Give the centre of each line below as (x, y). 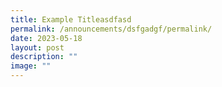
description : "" (44, 57)
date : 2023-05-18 (46, 38)
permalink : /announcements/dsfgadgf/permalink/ (111, 29)
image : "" (31, 66)
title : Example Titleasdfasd (71, 19)
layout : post (37, 47)
